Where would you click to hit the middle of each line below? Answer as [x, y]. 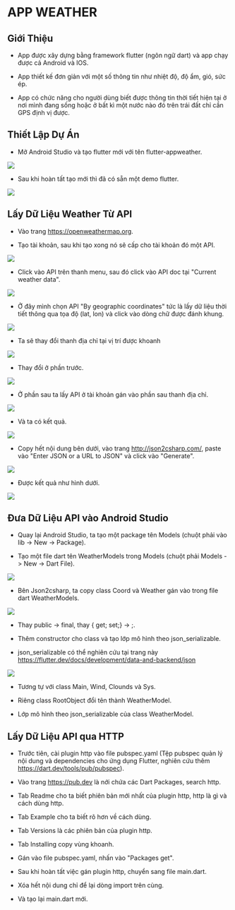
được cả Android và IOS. [53, 63]
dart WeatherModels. [48, 598]
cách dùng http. [41, 803]
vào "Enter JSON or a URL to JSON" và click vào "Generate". [106, 455]
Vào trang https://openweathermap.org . [76, 231]
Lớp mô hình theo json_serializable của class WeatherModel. [106, 714]
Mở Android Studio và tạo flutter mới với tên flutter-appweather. [110, 152]
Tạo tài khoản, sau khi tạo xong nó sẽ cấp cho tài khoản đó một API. [116, 245]
